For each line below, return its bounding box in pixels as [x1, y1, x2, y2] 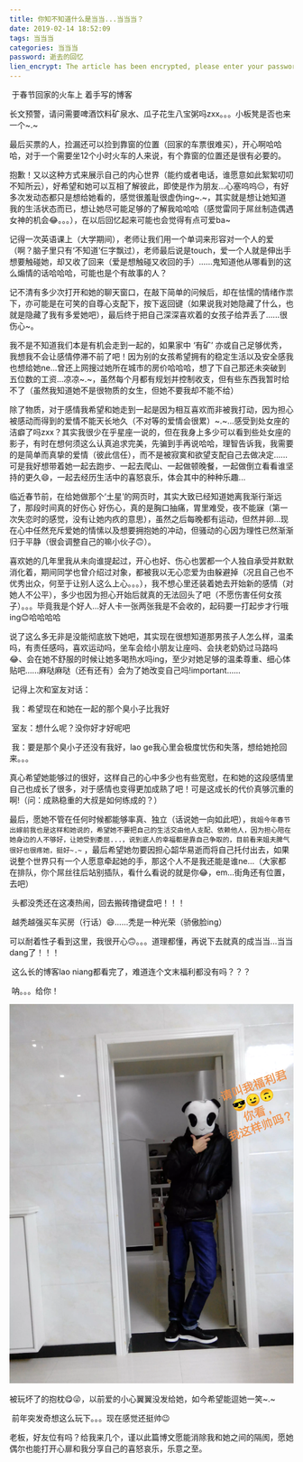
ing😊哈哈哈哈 [9, 612, 61, 622]
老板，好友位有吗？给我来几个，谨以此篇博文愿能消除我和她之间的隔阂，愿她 [9, 1432, 294, 1442]
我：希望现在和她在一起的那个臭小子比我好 [11, 703, 170, 713]
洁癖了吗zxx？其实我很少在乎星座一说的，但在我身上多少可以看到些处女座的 [9, 427, 291, 437]
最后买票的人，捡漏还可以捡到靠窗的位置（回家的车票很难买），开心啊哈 [9, 139, 274, 149]
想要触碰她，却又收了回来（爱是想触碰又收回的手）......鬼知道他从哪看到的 [9, 256, 284, 266]
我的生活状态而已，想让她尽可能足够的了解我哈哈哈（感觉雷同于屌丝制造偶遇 [9, 203, 294, 214]
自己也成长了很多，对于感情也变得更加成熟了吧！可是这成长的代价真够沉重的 [9, 784, 294, 794]
